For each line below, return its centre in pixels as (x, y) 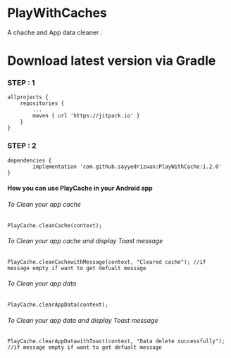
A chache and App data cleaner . (55, 32)
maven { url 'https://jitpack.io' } (86, 116)
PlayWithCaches (57, 13)
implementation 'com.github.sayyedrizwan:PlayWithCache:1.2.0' (127, 167)
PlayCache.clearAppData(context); (58, 305)
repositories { (42, 103)
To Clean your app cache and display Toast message (85, 241)
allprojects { (28, 97)
